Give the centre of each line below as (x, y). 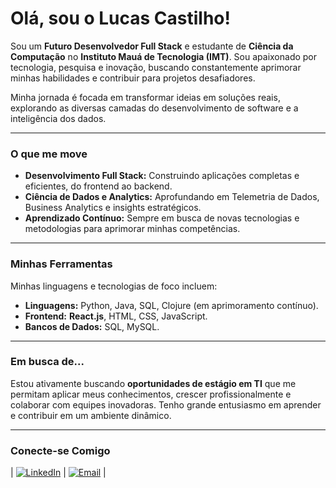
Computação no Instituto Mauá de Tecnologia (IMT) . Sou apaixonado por (164, 56)
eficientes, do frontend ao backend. (98, 186)
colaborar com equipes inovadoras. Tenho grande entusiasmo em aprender (166, 404)
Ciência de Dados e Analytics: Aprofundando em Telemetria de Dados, (172, 197)
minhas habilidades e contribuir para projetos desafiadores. (133, 78)
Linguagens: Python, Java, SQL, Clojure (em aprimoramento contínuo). (171, 305)
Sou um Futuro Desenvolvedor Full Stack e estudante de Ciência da (152, 46)
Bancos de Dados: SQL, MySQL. (92, 326)
